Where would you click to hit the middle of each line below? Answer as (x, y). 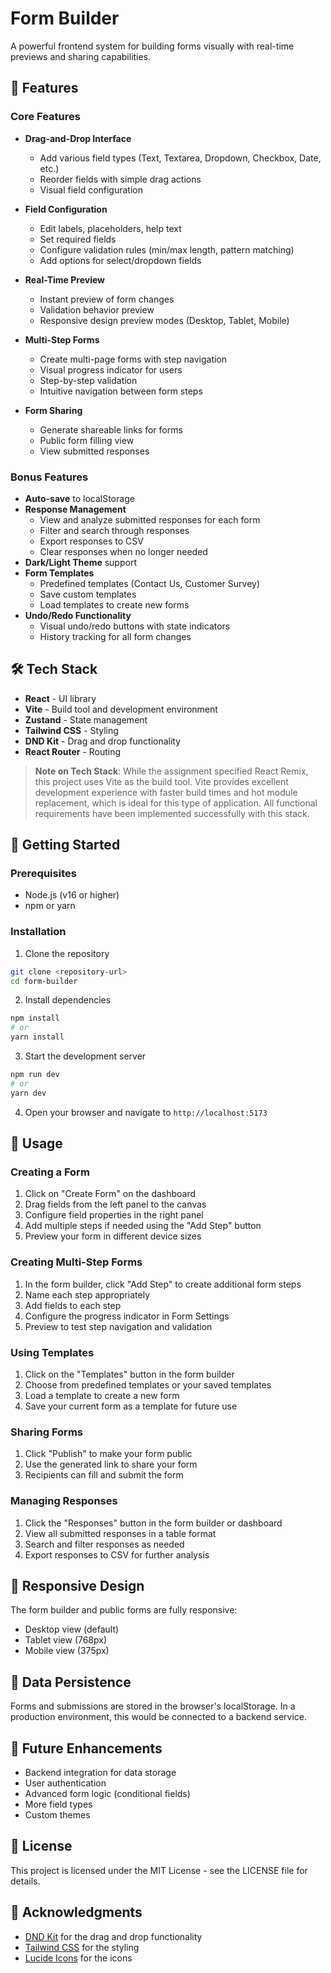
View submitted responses (94, 451)
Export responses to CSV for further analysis (117, 1554)
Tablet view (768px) (66, 1640)
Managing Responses (64, 1501)
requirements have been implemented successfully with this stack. (172, 813)
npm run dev (35, 1075)
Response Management (75, 509)
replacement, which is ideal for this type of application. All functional (176, 803)
